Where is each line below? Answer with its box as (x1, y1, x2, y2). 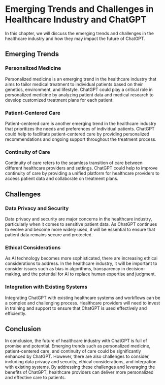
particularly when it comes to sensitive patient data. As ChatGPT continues (5, 221, 157, 227)
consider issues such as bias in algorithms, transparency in (5, 266, 126, 272)
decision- (126, 266, 146, 272)
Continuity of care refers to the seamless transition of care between (5, 160, 143, 166)
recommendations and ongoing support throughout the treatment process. (5, 136, 157, 142)
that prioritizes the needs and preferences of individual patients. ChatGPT (5, 126, 155, 131)
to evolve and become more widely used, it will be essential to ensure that (5, 226, 155, 232)
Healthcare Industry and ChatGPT (5, 14, 147, 25)
